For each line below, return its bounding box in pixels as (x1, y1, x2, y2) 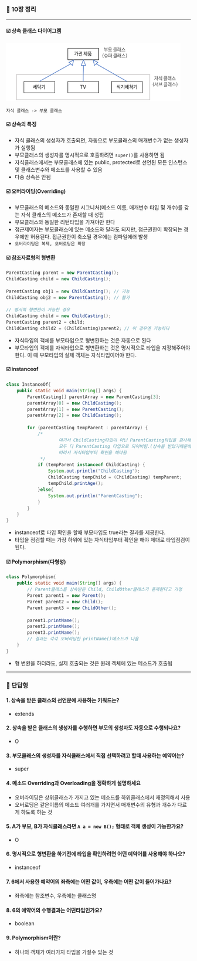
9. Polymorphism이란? (6, 934, 61, 941)
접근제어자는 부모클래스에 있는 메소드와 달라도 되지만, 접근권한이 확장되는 (14, 226, 183, 233)
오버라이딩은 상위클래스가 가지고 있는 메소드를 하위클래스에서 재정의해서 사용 (14, 793, 191, 801)
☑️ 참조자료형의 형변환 (6, 254, 56, 261)
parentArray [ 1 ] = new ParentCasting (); (27, 406, 125, 412)
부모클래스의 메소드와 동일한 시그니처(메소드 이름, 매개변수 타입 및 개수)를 (14, 203, 183, 210)
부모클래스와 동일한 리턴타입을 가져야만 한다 (14, 218, 116, 225)
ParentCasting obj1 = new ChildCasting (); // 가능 (6, 288, 130, 294)
